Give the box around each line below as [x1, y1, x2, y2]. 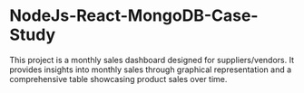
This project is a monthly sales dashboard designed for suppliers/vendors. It [9, 54, 295, 65]
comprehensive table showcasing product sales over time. [9, 73, 228, 84]
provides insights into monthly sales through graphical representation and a [9, 64, 292, 75]
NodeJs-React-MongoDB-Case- [9, 5, 259, 26]
